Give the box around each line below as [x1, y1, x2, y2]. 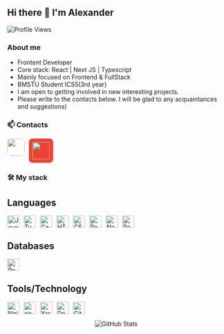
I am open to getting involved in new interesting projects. [17, 88, 180, 96]
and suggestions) [17, 102, 67, 111]
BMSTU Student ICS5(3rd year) [17, 80, 107, 89]
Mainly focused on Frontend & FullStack [17, 73, 131, 82]
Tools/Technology [7, 283, 88, 295]
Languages [7, 196, 57, 208]
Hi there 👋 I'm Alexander [7, 7, 114, 19]
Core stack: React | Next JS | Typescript [17, 66, 132, 74]
